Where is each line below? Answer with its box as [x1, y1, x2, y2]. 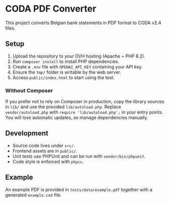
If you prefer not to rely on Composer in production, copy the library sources [5, 99, 164, 105]
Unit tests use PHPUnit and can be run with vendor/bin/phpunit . [12, 153, 146, 159]
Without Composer [5, 87, 53, 94]
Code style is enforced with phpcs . [12, 158, 84, 164]
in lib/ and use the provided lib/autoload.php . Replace [5, 104, 122, 110]
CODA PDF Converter [5, 3, 97, 15]
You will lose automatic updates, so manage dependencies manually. [5, 114, 149, 121]
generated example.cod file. [5, 192, 62, 198]
